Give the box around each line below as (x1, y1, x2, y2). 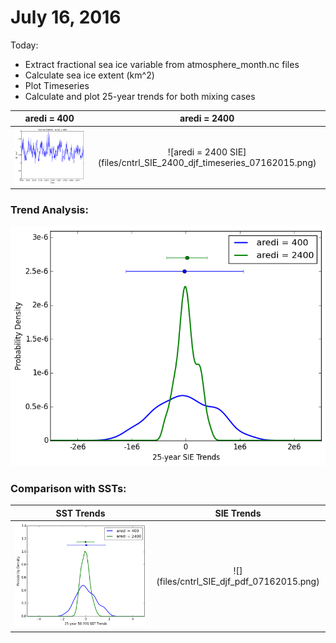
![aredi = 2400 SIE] (167, 146, 247, 158)
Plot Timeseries (24, 79, 90, 91)
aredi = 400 (24, 112, 75, 125)
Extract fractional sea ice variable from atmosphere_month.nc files (24, 58, 300, 70)
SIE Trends (214, 507, 262, 519)
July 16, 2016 (10, 6, 122, 29)
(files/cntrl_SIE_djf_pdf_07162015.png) (156, 575, 320, 587)
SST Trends (55, 507, 106, 519)
